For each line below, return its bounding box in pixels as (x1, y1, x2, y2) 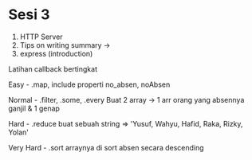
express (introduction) (19, 49, 93, 58)
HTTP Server (19, 32, 63, 41)
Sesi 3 (8, 6, 50, 24)
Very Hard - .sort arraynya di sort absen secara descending (8, 142, 205, 152)
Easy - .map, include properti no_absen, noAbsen (8, 80, 171, 89)
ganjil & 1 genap (8, 103, 60, 113)
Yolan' (8, 127, 30, 137)
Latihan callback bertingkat (8, 64, 98, 73)
